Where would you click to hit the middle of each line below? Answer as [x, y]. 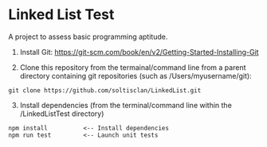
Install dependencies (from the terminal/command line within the [126, 105]
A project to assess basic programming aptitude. [88, 37]
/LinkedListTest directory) [62, 114]
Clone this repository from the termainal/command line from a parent [133, 67]
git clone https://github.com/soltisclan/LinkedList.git [105, 90]
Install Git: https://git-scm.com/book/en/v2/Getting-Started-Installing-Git [139, 52]
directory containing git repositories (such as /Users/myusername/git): [136, 75]
